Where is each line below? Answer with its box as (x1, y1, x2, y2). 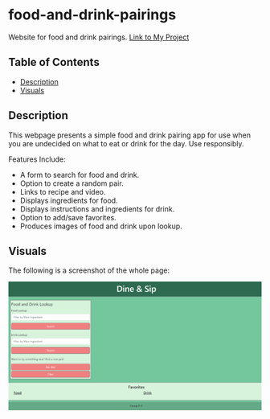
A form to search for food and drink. (19, 170, 140, 179)
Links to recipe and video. (19, 187, 106, 196)
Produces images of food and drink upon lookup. (19, 221, 182, 231)
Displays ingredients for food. (19, 195, 118, 205)
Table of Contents (8, 55, 100, 69)
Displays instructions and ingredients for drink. (19, 203, 175, 214)
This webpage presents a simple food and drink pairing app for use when (8, 130, 252, 140)
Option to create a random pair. (19, 179, 124, 188)
